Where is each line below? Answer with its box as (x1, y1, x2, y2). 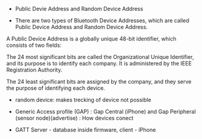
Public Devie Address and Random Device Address (15, 5, 144, 12)
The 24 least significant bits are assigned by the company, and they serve (6, 78, 192, 85)
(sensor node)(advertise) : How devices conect (15, 115, 134, 121)
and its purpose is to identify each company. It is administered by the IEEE (6, 60, 192, 67)
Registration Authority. (6, 66, 63, 73)
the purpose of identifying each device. (6, 84, 105, 92)
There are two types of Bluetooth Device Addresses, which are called (15, 17, 190, 24)
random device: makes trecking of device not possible (15, 97, 151, 103)
